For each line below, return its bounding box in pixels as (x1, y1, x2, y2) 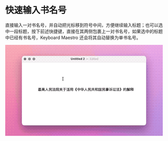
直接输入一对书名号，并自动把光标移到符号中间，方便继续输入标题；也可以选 (5, 22, 163, 28)
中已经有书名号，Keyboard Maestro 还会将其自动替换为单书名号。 (5, 34, 141, 40)
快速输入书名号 (5, 4, 67, 16)
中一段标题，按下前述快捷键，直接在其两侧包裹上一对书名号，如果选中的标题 (5, 28, 163, 34)
